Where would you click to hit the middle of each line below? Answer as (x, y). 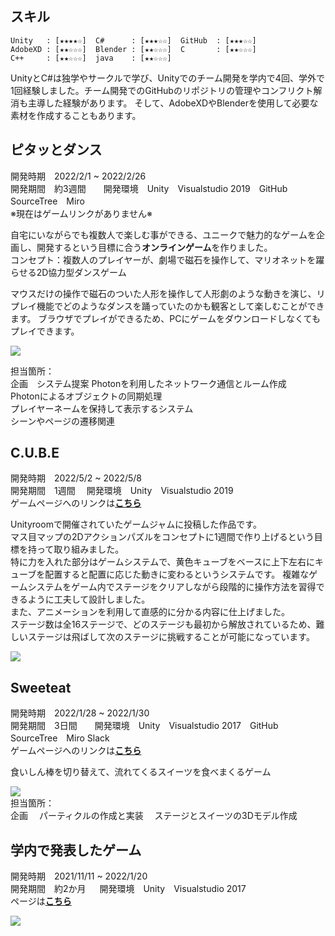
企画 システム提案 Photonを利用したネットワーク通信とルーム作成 (148, 383)
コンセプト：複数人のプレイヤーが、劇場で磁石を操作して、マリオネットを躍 (167, 259)
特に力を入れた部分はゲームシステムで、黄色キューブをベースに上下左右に (163, 562)
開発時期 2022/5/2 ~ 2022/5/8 (76, 478)
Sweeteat (41, 687)
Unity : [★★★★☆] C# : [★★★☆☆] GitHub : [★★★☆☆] (133, 40)
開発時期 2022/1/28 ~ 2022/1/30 (80, 713)
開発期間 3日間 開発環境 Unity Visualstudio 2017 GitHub (144, 726)
